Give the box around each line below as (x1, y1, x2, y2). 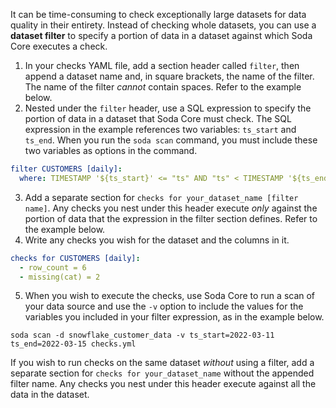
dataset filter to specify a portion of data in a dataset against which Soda (10, 30, 313, 41)
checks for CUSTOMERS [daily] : (10, 253, 141, 263)
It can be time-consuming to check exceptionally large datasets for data (10, 9, 307, 20)
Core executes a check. (10, 40, 108, 52)
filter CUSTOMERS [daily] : (10, 164, 123, 174)
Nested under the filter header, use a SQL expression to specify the (24, 102, 312, 114)
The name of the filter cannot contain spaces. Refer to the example (24, 81, 302, 93)
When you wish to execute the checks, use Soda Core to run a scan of (24, 290, 316, 302)
